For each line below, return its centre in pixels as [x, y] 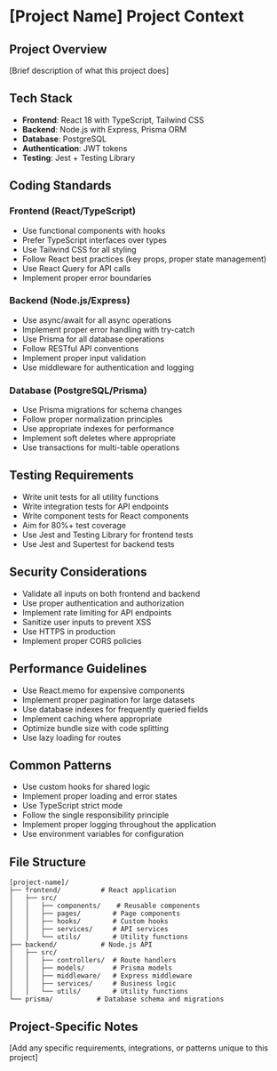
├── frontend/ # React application [93, 890]
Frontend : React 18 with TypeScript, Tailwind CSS [113, 120]
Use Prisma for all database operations [93, 339]
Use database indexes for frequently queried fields [115, 709]
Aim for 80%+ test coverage [74, 525]
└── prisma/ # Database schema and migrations [117, 999]
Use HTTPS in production [69, 631]
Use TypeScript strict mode [72, 806]
